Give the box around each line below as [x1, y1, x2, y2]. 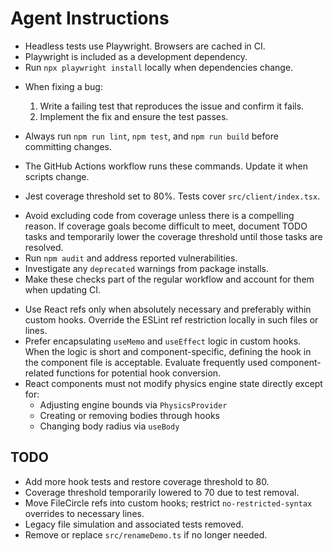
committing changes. [24, 140, 113, 152]
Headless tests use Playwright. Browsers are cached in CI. [24, 40, 266, 52]
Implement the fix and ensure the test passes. [39, 110, 229, 122]
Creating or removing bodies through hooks [39, 409, 220, 421]
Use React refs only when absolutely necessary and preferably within [24, 303, 312, 315]
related [24, 367, 55, 379]
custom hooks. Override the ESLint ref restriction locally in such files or [24, 313, 319, 326]
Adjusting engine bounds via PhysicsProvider [39, 398, 228, 411]
